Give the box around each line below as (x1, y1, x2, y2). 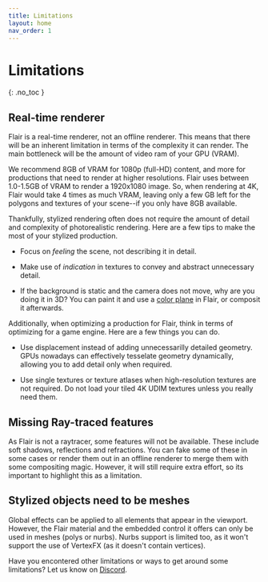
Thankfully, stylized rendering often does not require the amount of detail (8, 214, 250, 224)
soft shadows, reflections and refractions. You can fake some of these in (8, 445, 248, 455)
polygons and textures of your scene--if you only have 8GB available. (8, 199, 238, 208)
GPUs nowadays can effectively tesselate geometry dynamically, (19, 351, 234, 361)
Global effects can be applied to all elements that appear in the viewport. (8, 515, 248, 524)
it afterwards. (19, 303, 64, 313)
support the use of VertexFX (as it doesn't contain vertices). (8, 540, 206, 550)
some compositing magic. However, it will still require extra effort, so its (8, 462, 244, 472)
